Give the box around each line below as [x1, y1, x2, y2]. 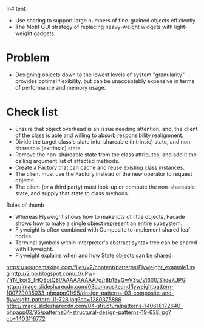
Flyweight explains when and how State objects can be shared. [15, 252, 173, 259]
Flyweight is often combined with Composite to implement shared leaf [15, 226, 191, 233]
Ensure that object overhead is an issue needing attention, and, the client [15, 125, 198, 132]
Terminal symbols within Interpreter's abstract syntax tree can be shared [15, 239, 197, 246]
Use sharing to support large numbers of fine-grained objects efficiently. [15, 17, 197, 24]
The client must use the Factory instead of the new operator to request [15, 170, 192, 178]
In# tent [6, 5, 26, 12]
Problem [6, 51, 50, 65]
